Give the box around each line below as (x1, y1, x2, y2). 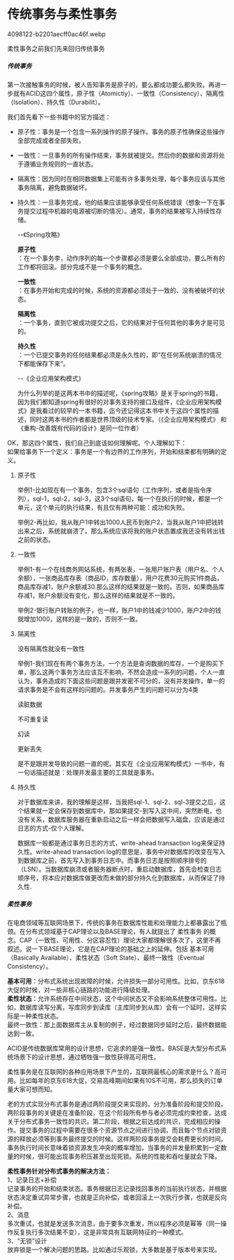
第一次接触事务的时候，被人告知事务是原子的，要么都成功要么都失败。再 (7, 80, 214, 89)
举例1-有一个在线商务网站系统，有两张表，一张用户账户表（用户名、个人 (17, 565, 224, 573)
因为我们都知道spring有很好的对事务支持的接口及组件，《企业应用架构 (17, 397, 216, 406)
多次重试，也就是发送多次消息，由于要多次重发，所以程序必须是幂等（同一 (7, 1219, 221, 1227)
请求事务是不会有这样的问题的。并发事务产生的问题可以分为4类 (17, 685, 198, 694)
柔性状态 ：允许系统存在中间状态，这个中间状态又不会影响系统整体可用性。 (7, 994, 221, 1003)
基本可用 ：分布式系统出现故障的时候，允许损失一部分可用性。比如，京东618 (7, 977, 225, 985)
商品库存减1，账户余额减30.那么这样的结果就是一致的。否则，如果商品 (17, 582, 219, 591)
